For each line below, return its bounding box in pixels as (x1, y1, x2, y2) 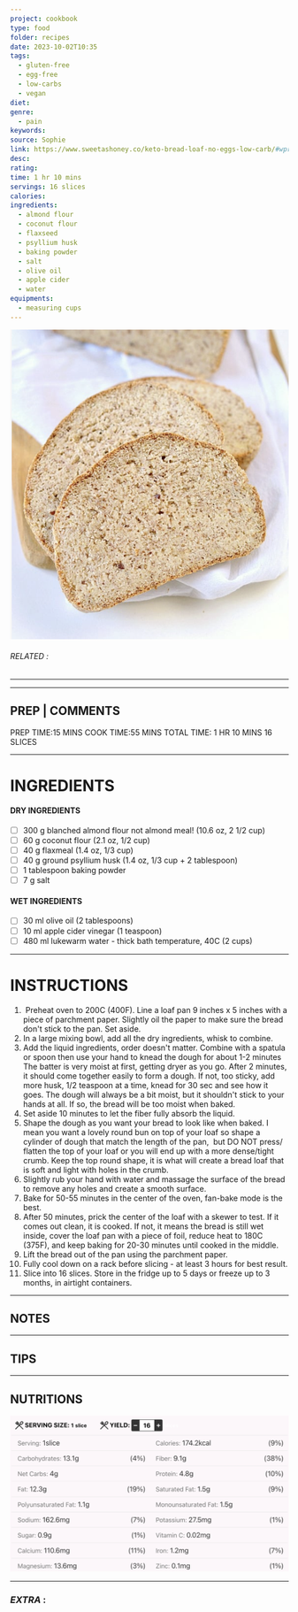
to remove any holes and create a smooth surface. (22, 1183, 207, 1194)
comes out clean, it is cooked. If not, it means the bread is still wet (22, 1221, 264, 1232)
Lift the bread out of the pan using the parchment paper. (22, 1248, 228, 1260)
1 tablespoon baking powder (22, 865, 126, 876)
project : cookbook (10, 14, 78, 23)
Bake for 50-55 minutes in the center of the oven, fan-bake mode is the (22, 1193, 283, 1203)
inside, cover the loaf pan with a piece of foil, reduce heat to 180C (22, 1230, 264, 1240)
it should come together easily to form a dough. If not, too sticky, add (22, 1071, 275, 1081)
